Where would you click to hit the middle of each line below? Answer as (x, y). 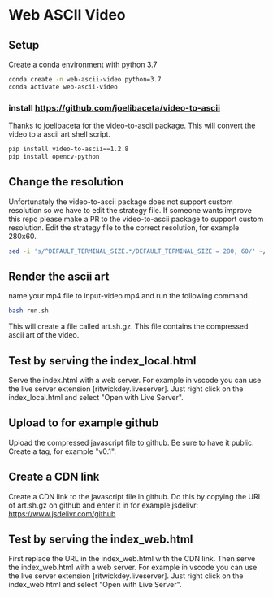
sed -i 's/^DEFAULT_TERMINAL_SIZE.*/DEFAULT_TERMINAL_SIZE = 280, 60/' (132, 251)
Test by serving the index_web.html (101, 539)
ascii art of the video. (44, 335)
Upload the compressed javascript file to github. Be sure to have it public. (131, 442)
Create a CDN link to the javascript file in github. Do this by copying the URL (135, 496)
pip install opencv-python (54, 156)
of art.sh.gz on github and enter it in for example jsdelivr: (104, 505)
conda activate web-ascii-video (63, 87)
